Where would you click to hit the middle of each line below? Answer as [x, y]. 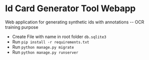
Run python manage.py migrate [43, 47]
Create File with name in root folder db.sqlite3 [59, 37]
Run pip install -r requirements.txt [51, 41]
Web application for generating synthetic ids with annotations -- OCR [74, 22]
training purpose [22, 27]
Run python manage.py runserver [45, 52]
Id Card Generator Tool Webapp [70, 9]
